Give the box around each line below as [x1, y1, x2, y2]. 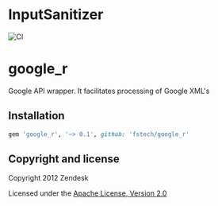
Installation [8, 109, 65, 122]
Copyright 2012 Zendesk [8, 173, 89, 183]
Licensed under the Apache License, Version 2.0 [8, 189, 167, 198]
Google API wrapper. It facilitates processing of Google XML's [8, 86, 210, 95]
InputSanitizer [8, 6, 104, 24]
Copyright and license [8, 152, 120, 165]
